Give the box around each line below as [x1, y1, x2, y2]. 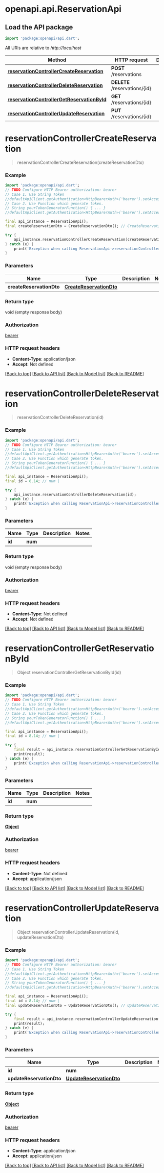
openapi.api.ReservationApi [5, 3, 122, 15]
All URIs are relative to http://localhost [5, 45, 82, 51]
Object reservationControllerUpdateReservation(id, [17, 929, 120, 935]
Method [47, 56, 66, 63]
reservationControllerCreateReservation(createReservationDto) [17, 159, 144, 165]
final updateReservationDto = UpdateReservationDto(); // [5, 1003, 125, 1008]
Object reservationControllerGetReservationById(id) [17, 670, 121, 676]
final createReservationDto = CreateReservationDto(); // [5, 224, 125, 229]
